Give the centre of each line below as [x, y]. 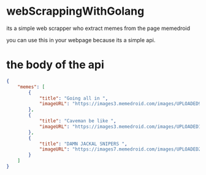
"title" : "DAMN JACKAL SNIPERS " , [83, 144]
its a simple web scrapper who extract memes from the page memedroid [98, 28]
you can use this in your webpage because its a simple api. [81, 40]
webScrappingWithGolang [75, 11]
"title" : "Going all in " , [74, 98]
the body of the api [55, 65]
